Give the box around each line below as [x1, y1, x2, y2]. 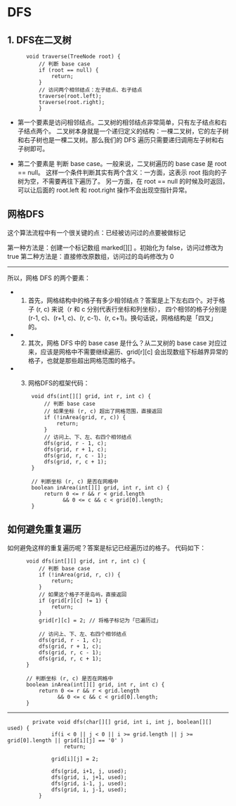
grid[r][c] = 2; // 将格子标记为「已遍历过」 [38, 617, 162, 624]
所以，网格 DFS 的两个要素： [7, 274, 91, 282]
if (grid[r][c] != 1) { [38, 597, 109, 604]
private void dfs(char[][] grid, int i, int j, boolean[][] [32, 718, 212, 725]
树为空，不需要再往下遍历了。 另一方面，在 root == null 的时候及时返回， [17, 177, 229, 185]
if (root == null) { [38, 67, 99, 74]
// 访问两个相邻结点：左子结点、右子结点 [38, 87, 143, 94]
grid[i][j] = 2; [51, 755, 99, 762]
